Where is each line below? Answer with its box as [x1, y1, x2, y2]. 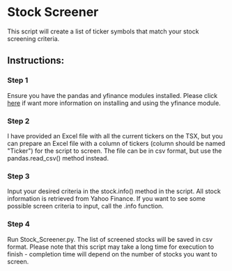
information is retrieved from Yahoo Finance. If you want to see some [7, 195, 206, 203]
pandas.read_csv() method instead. [7, 154, 109, 162]
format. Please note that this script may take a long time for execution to [7, 243, 215, 251]
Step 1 [7, 76, 29, 85]
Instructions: [7, 55, 65, 67]
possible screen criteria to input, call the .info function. [7, 202, 164, 211]
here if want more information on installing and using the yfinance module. [7, 99, 221, 107]
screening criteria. [7, 34, 60, 42]
